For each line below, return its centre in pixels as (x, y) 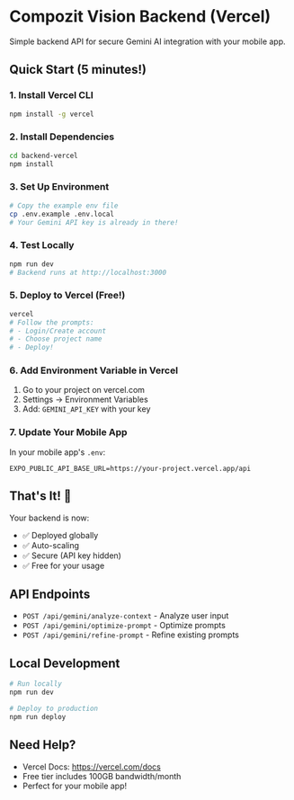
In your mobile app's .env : (58, 452)
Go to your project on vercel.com (84, 390)
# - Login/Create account (58, 331)
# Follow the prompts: (52, 322)
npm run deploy (38, 716)
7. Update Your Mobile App (68, 432)
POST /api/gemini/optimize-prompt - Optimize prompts (124, 626)
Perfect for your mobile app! (75, 786)
